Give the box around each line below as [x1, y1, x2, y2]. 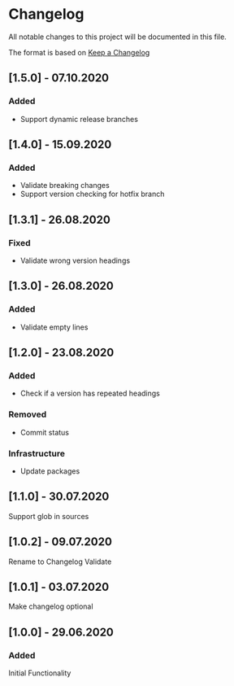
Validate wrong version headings [19, 256, 131, 265]
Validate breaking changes [19, 181, 110, 190]
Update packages [19, 465, 80, 476]
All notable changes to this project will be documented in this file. [8, 32, 227, 42]
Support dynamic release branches [19, 114, 138, 124]
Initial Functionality [8, 668, 71, 678]
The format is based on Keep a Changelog [8, 47, 150, 57]
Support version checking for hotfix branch [19, 189, 165, 199]
